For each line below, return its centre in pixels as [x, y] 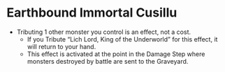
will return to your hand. [61, 46]
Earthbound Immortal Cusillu [92, 13]
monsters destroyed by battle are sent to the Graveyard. [108, 61]
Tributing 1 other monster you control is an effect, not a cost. [104, 32]
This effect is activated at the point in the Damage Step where [116, 54]
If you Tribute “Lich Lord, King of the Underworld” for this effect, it [122, 39]
